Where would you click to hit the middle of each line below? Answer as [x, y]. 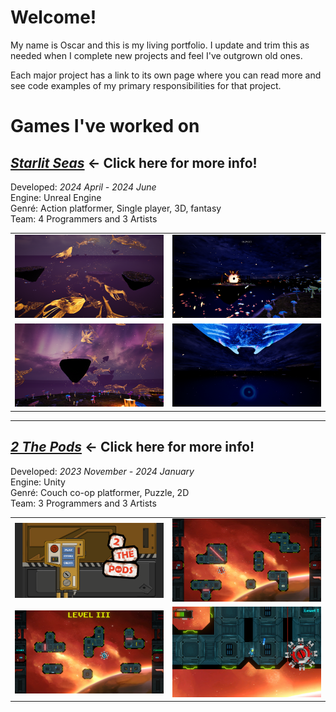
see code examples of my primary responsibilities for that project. [146, 85]
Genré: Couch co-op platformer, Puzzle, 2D [100, 492]
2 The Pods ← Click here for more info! [132, 447]
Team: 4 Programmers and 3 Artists [84, 218]
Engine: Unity [38, 482]
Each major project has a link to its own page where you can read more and [166, 75]
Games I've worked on [105, 126]
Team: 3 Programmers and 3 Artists [83, 503]
